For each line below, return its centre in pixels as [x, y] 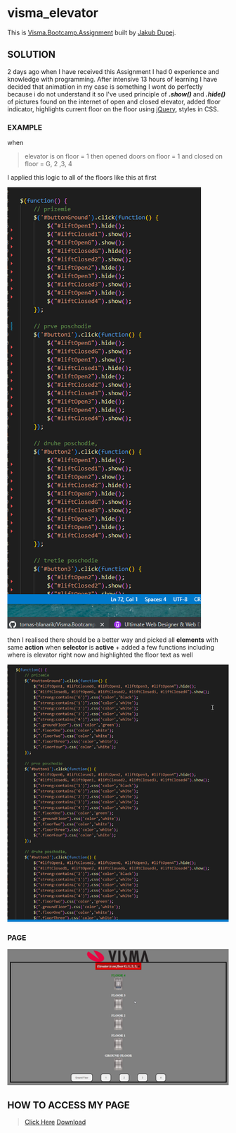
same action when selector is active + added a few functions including [111, 648]
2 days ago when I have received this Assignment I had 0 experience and [113, 71]
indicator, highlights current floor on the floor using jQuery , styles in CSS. [113, 109]
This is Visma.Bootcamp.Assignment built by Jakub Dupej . [92, 32]
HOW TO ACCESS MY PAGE [68, 1105]
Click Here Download [55, 1122]
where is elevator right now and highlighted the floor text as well [100, 655]
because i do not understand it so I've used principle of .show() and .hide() [117, 94]
